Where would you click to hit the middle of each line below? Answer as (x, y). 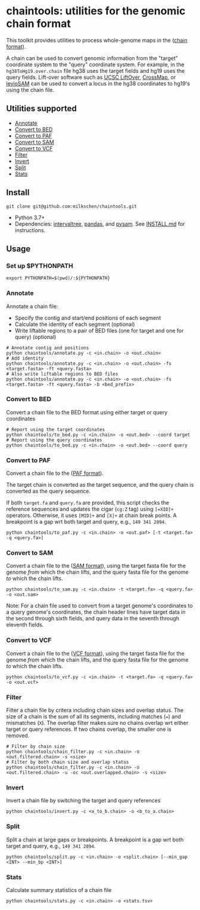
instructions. (30, 230)
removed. (18, 736)
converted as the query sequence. (49, 491)
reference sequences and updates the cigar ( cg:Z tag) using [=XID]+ (90, 509)
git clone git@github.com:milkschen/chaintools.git (71, 206)
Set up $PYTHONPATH (40, 266)
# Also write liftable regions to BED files (62, 374)
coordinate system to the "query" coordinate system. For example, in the (95, 64)
